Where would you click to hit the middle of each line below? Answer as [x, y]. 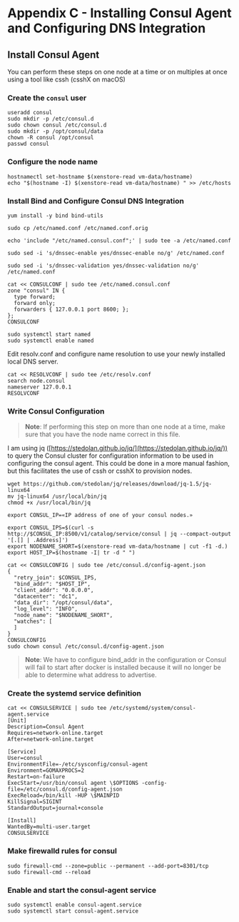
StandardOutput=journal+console [55, 808]
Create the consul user [47, 98]
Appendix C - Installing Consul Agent [119, 13]
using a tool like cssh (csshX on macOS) [67, 79]
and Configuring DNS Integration [107, 28]
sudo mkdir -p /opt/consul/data [55, 131]
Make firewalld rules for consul [62, 851]
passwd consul [29, 144]
